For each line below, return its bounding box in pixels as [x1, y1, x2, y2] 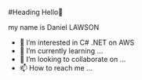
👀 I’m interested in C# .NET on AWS [19, 38, 135, 47]
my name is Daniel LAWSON [8, 23, 100, 31]
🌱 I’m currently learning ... [19, 46, 104, 55]
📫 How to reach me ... [19, 64, 93, 72]
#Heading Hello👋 [8, 8, 64, 16]
